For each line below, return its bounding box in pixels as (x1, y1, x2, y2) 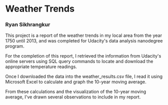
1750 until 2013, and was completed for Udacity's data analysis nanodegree (5, 38, 163, 44)
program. (5, 43, 25, 49)
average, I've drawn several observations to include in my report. (5, 94, 141, 100)
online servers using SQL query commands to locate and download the (5, 59, 153, 65)
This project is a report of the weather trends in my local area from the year (5, 32, 162, 38)
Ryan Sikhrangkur (5, 21, 51, 28)
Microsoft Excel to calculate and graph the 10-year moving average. (5, 79, 147, 85)
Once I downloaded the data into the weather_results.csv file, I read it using (5, 74, 163, 80)
